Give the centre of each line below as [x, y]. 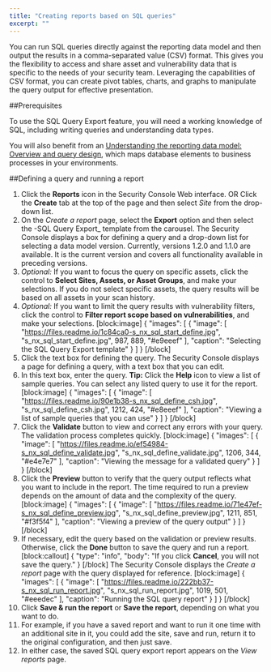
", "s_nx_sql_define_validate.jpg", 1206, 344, [188, 452]
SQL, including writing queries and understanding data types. [111, 130]
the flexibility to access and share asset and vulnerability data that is [123, 64]
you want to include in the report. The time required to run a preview [135, 486]
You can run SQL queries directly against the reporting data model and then [135, 46]
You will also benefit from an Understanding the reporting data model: [125, 145]
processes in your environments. [64, 162]
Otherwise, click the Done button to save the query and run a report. [135, 547]
